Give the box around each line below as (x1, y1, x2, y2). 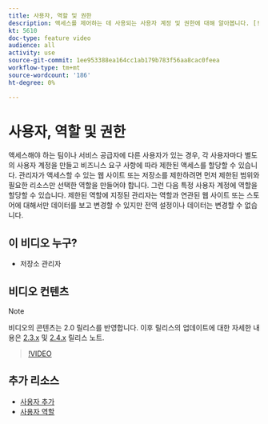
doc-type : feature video (8, 34, 91, 42)
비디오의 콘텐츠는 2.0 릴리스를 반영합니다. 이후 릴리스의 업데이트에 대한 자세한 (8, 323, 252, 333)
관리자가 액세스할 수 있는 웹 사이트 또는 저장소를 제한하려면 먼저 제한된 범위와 (18, 170, 260, 180)
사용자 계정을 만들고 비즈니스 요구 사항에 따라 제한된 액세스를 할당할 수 (16, 161, 237, 170)
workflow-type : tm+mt (8, 64, 81, 72)
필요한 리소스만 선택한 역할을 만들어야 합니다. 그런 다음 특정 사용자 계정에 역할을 (8, 181, 258, 190)
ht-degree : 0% (8, 78, 56, 86)
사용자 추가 (19, 397, 55, 406)
